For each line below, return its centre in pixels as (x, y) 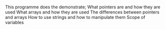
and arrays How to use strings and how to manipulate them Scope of (75, 17)
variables (14, 22)
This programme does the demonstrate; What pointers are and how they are (83, 7)
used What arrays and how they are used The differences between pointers (82, 12)
